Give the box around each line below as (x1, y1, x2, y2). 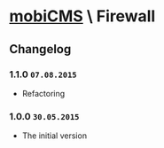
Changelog (9, 42, 72, 57)
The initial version (21, 130, 87, 141)
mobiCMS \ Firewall (9, 6, 156, 27)
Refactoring (21, 88, 66, 98)
